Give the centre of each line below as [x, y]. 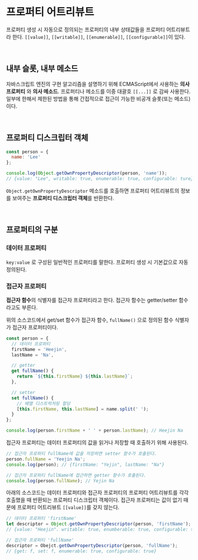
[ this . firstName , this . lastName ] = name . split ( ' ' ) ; [83, 409]
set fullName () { [33, 398]
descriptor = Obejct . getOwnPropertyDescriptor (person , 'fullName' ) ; [92, 545]
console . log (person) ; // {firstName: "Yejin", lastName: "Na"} [85, 465]
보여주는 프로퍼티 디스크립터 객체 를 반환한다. [63, 198]
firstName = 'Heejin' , [39, 349]
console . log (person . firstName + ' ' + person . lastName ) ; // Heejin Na [95, 430]
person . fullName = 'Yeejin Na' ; [46, 459]
